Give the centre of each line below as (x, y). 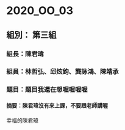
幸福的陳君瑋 (22, 120)
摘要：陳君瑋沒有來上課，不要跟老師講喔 (57, 105)
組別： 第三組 (31, 35)
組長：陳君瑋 (25, 54)
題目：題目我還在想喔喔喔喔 (47, 90)
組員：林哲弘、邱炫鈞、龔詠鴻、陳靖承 (62, 72)
